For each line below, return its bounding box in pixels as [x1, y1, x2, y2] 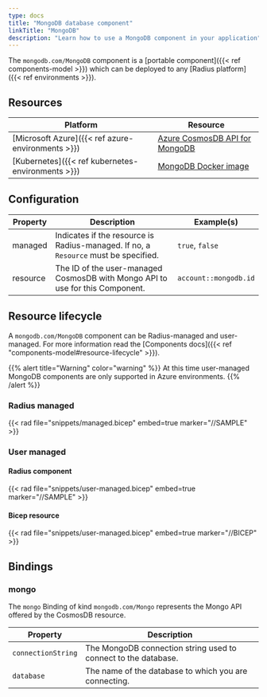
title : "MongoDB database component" [8, 19, 133, 27]
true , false [177, 240, 219, 251]
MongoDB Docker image [157, 161, 250, 172]
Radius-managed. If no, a [55, 240, 151, 251]
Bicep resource [8, 511, 60, 520]
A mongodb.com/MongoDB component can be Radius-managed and [8, 331, 219, 340]
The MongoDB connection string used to [84, 643, 237, 653]
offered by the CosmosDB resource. [8, 610, 126, 620]
